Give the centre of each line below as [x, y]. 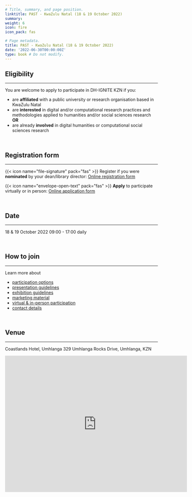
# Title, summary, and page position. [44, 9]
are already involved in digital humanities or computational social [77, 125]
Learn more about [23, 273]
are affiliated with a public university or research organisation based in [83, 99]
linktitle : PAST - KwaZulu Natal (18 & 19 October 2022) [64, 14]
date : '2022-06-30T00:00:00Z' [36, 50]
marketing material [31, 297]
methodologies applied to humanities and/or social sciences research [81, 115]
